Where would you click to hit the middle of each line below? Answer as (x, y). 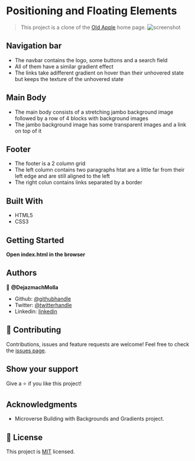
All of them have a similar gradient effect (64, 66)
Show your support (42, 369)
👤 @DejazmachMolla (32, 287)
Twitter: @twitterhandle (43, 305)
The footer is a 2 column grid (50, 163)
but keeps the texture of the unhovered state (69, 79)
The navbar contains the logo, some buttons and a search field (91, 60)
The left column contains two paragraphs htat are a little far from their (100, 170)
